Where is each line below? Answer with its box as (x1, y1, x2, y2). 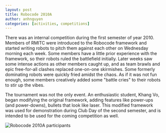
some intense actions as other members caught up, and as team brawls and (5, 61, 160, 67)
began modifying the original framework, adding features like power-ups (5, 97, 154, 103)
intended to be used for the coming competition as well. (5, 113, 119, 119)
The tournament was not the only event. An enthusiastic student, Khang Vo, (5, 92, 160, 98)
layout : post (5, 7, 32, 12)
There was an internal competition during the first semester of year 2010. (5, 35, 155, 41)
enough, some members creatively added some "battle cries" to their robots (5, 77, 161, 83)
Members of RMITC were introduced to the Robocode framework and (5, 40, 147, 46)
